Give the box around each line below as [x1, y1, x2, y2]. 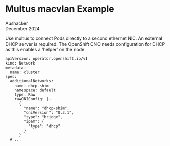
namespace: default [14, 88, 56, 93]
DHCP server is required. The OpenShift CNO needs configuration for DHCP [5, 40, 165, 47]
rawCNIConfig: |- [14, 96, 52, 101]
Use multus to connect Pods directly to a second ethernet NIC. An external [5, 35, 162, 41]
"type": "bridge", [23, 114, 63, 119]
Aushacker [5, 20, 28, 26]
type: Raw [14, 92, 36, 97]
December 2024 [5, 25, 40, 31]
